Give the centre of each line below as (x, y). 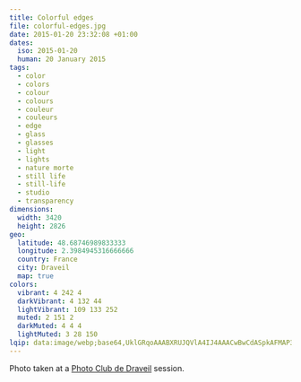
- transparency (46, 201)
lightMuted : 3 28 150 (58, 334)
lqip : (19, 343)
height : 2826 (42, 226)
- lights (34, 159)
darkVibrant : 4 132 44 (60, 301)
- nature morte (46, 168)
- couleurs (38, 117)
